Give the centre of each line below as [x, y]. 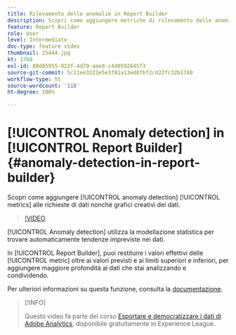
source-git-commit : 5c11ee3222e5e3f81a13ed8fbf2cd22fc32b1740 [100, 72]
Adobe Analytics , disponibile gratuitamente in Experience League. [120, 324]
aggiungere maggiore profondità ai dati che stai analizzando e [97, 268]
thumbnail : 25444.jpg [39, 53]
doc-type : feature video [44, 46]
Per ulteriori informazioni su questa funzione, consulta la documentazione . [115, 289]
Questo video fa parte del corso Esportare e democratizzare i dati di [123, 316]
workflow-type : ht [34, 79]
